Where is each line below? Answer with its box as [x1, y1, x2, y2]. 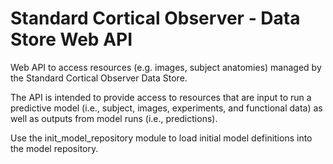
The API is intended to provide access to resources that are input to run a [10, 91, 312, 103]
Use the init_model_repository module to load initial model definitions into [10, 132, 313, 144]
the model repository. [10, 142, 99, 154]
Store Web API [10, 28, 133, 51]
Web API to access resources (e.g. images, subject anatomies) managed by [10, 61, 322, 73]
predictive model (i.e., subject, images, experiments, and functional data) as [10, 102, 323, 114]
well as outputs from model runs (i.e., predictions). [10, 112, 218, 124]
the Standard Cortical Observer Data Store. [10, 72, 188, 84]
